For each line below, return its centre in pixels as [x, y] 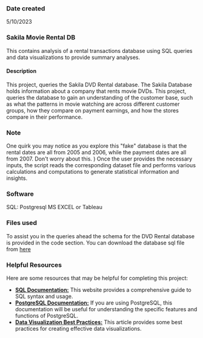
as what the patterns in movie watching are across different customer [93, 104]
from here [19, 249]
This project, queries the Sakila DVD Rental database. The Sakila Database [99, 84]
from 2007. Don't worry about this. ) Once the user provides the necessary [99, 159]
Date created [26, 9]
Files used [22, 223]
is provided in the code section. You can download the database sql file [95, 243]
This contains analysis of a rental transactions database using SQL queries [99, 50]
